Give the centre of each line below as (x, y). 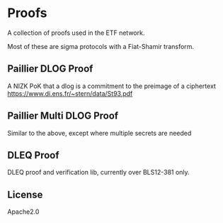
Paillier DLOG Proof (50, 69)
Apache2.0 (23, 212)
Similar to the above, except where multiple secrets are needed (99, 133)
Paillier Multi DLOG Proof (63, 116)
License (25, 194)
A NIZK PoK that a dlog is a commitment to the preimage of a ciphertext (111, 86)
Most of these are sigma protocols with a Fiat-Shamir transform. (101, 46)
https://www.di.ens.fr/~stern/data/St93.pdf (70, 93)
